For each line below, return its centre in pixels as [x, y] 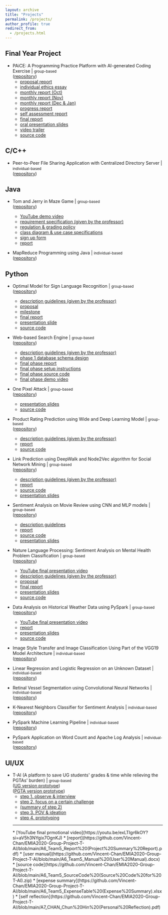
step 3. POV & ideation [43, 813]
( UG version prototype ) [36, 786]
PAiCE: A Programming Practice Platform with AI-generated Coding [81, 65]
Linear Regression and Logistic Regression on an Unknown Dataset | [83, 668]
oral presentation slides [44, 124]
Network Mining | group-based [42, 465]
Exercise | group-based [34, 71]
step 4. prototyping [40, 818]
